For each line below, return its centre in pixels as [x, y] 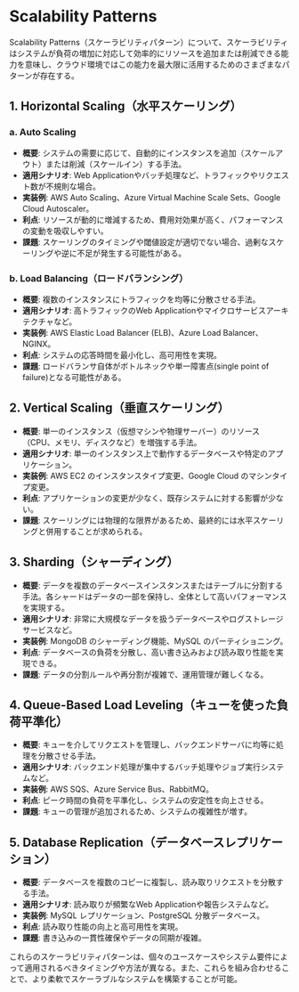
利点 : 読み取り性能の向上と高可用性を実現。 [102, 927]
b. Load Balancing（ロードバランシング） [99, 278]
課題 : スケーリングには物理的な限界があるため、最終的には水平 [137, 520]
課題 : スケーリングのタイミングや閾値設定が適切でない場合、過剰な [145, 241]
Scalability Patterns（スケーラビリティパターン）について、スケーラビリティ [149, 42]
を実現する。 [45, 607]
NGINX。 [39, 344]
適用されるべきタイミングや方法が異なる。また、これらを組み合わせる [153, 968]
